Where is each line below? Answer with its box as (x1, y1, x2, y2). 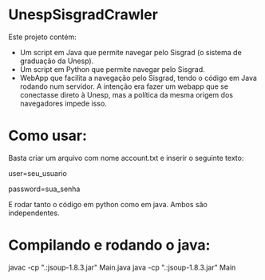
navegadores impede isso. (19, 98, 108, 108)
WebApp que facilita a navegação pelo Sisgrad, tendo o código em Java (19, 73, 258, 82)
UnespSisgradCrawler (8, 6, 158, 24)
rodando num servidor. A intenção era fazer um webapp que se (19, 82, 229, 91)
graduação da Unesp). (19, 56, 94, 66)
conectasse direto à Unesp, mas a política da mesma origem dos (19, 90, 234, 99)
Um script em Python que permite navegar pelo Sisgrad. (19, 64, 205, 74)
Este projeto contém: (8, 32, 77, 42)
